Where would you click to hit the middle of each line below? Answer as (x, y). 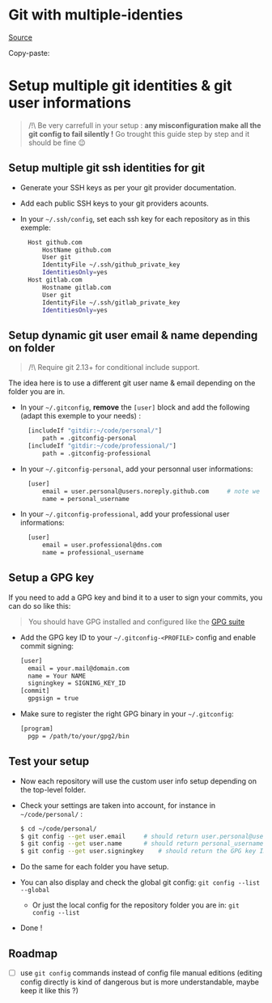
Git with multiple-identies (96, 15)
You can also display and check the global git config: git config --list (140, 882)
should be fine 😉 (57, 142)
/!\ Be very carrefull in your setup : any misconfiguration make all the (144, 125)
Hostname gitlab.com (76, 287)
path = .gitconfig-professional (96, 453)
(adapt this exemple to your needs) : (81, 416)
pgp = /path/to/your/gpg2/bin (79, 736)
